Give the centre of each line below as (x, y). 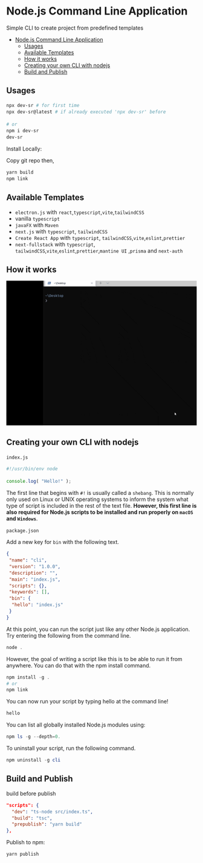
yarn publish (23, 854)
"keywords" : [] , (29, 592)
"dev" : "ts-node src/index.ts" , (53, 812)
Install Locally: (24, 149)
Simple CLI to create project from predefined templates (75, 28)
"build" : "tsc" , (32, 818)
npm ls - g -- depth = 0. (34, 737)
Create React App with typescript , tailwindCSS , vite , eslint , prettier (100, 238)
